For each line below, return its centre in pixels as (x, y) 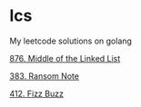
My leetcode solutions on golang (70, 41)
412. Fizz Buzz (36, 93)
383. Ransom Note (45, 76)
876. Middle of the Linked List (65, 58)
